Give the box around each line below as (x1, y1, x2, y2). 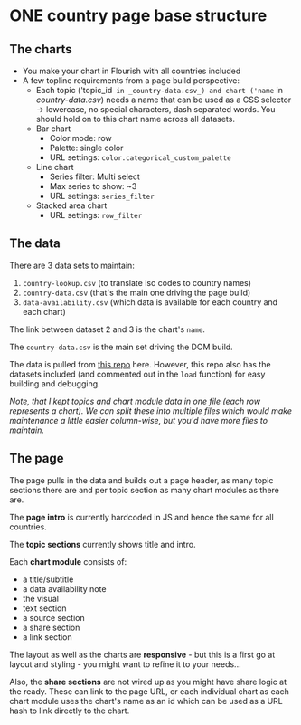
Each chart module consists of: (9, 556, 127, 567)
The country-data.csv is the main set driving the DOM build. (9, 341, 233, 352)
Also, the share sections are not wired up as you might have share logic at (9, 676, 287, 687)
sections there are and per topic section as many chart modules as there (9, 484, 280, 495)
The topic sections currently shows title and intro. (9, 539, 196, 549)
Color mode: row (49, 133, 113, 143)
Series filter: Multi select (49, 171, 140, 182)
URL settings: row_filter (49, 210, 143, 220)
